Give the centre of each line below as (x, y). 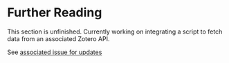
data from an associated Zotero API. (58, 38)
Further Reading (55, 13)
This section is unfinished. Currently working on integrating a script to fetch (115, 32)
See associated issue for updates (55, 52)
